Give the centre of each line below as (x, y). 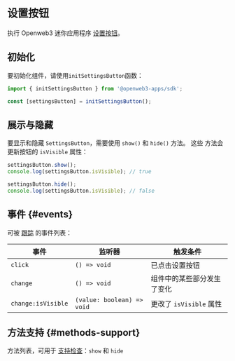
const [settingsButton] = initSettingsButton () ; (79, 101)
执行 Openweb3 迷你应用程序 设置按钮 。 (66, 33)
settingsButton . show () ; (42, 165)
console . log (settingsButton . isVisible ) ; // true (79, 172)
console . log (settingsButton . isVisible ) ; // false (81, 191)
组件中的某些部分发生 (186, 278)
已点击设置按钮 (176, 265)
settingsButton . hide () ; (42, 184)
